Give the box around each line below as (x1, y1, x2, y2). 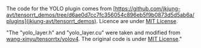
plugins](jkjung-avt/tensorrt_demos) (6, 18, 97, 24)
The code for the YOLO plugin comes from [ (6, 5, 116, 12)
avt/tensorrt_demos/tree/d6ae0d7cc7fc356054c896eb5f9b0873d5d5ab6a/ (6, 11, 195, 18)
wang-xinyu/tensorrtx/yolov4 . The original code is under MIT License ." (6, 36, 182, 42)
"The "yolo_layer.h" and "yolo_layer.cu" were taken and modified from (6, 29, 180, 36)
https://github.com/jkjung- (115, 5, 181, 12)
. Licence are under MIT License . (96, 18, 178, 24)
